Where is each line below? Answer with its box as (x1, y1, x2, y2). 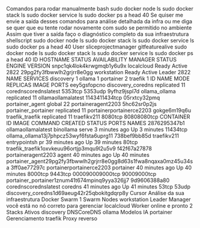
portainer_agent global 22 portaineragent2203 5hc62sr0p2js (6, 101, 157, 107)
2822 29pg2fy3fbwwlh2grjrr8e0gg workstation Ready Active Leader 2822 (6, 69, 191, 75)
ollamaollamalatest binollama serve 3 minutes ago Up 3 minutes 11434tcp (6, 126, 188, 133)
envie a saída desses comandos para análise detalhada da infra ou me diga (6, 18, 193, 25)
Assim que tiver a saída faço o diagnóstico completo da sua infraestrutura (6, 31, 189, 38)
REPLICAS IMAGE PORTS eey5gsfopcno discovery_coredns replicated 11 (6, 81, 186, 89)
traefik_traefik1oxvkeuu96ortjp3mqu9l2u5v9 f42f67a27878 (6, 145, 152, 152)
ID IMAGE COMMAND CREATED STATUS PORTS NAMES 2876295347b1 (6, 120, 185, 126)
